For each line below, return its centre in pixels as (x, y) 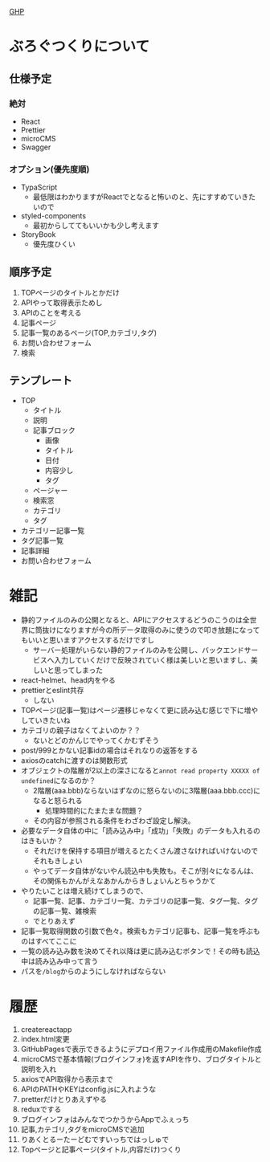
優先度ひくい (54, 244)
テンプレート (41, 381)
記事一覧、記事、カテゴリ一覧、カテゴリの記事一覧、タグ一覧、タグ (145, 901)
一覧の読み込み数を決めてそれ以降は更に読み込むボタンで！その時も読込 (140, 951)
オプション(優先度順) (49, 169)
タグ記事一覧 (42, 540)
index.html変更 (45, 1038)
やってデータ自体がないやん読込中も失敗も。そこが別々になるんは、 (145, 870)
